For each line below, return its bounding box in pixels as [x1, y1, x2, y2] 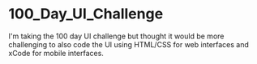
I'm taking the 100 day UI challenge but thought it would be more [8, 31, 225, 41]
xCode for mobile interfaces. [8, 48, 104, 58]
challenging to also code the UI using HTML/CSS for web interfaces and [8, 39, 250, 49]
